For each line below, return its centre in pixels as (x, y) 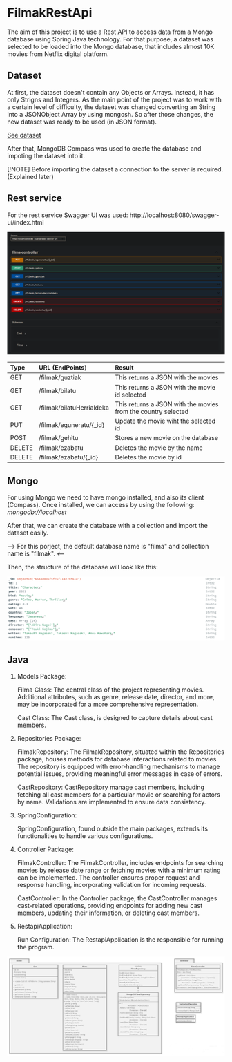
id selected (130, 395)
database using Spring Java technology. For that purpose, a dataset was (110, 39)
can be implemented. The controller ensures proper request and (108, 878)
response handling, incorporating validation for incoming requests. (112, 885)
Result (124, 368)
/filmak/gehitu (59, 438)
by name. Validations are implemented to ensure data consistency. (112, 802)
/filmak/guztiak (60, 377)
